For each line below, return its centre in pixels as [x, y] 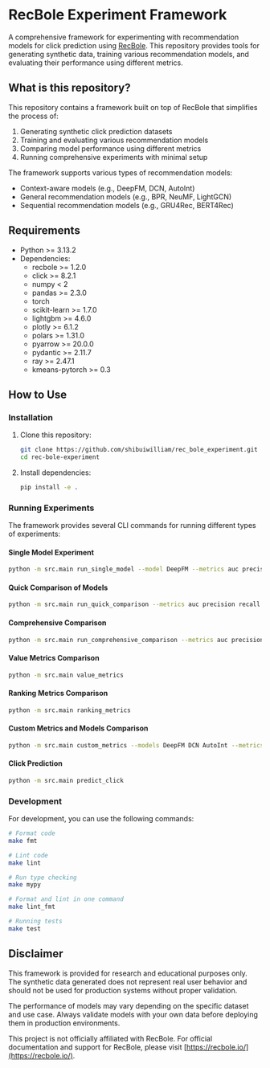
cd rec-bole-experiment [60, 457]
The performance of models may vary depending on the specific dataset [129, 1005]
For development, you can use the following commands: [101, 819]
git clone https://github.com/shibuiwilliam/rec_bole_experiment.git [139, 450]
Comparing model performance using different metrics [110, 148]
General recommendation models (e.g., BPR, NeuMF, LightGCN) [126, 196]
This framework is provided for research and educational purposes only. [128, 973]
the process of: [33, 116]
